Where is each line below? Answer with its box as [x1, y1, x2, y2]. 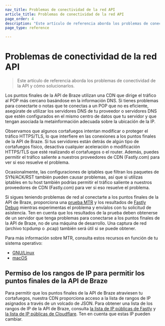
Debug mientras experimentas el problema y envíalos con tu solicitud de [5, 205, 151, 210]
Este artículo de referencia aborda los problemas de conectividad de [17, 78, 156, 84]
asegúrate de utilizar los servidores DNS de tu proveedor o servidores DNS [5, 108, 157, 114]
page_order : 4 [5, 16, 34, 21]
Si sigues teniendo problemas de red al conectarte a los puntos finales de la [5, 194, 159, 200]
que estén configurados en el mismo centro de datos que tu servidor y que [5, 114, 157, 119]
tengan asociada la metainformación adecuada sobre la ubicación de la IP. [5, 119, 156, 124]
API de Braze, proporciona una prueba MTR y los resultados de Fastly [5, 200, 146, 206]
